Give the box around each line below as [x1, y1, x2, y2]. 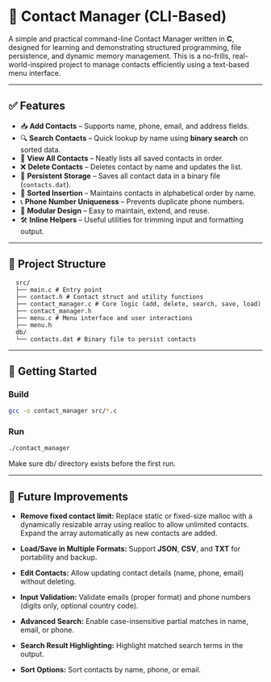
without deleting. [19, 576, 77, 587]
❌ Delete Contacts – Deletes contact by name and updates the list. [19, 161, 244, 172]
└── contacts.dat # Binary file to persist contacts [15, 335, 197, 343]
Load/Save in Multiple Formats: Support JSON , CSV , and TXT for [19, 544, 241, 554]
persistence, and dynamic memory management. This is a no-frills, [8, 51, 231, 60]
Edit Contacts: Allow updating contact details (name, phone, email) [19, 568, 244, 578]
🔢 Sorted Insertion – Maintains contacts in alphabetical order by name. [19, 188, 256, 198]
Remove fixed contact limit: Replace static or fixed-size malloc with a [19, 511, 252, 521]
